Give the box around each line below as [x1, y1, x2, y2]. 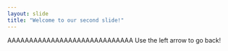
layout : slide [7, 10, 49, 17]
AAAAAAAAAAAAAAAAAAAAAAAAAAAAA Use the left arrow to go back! [7, 36, 222, 44]
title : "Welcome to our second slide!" [7, 17, 125, 24]
